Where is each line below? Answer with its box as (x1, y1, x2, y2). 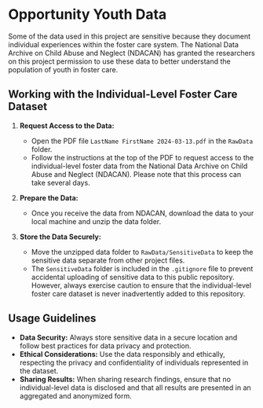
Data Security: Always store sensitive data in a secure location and (19, 333, 238, 342)
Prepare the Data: (19, 193, 79, 202)
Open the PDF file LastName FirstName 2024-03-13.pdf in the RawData (31, 136, 254, 145)
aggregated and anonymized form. (19, 391, 132, 400)
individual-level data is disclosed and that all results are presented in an (19, 383, 251, 392)
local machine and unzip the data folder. (31, 216, 162, 226)
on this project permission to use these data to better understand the (8, 57, 231, 66)
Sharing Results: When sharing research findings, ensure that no (19, 374, 232, 384)
